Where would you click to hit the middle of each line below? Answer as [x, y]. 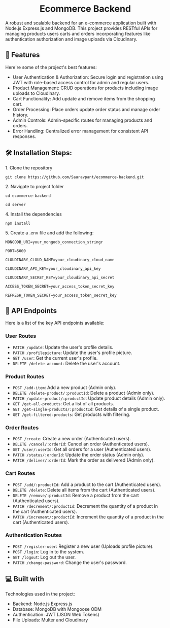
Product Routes [25, 376]
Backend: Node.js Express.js [42, 604]
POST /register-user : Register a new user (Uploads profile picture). [83, 546]
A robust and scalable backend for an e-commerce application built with [81, 23]
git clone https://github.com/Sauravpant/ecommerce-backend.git [75, 177]
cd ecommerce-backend [28, 196]
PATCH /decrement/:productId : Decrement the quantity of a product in [85, 506]
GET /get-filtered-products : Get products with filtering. [71, 414]
